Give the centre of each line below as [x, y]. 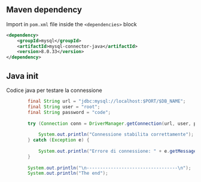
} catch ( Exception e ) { [59, 140]
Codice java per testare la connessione [54, 90]
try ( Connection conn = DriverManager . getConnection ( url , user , [109, 124]
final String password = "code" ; [69, 112]
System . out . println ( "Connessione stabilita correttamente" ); [116, 135]
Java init [22, 76]
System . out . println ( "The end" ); [68, 173]
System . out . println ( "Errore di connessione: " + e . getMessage [117, 151]
